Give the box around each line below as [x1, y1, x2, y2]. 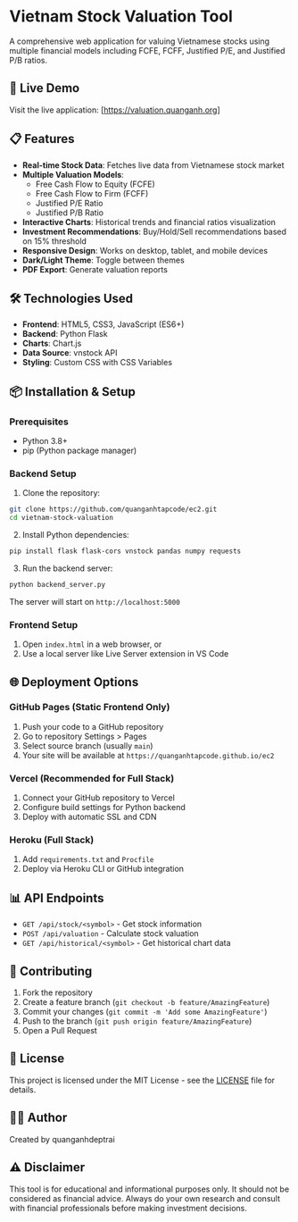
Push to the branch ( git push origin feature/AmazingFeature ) [21, 1016, 252, 1026]
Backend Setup [9, 467, 78, 480]
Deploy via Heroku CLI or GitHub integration [21, 864, 185, 875]
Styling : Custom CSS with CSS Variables [21, 357, 172, 368]
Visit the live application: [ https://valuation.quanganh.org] [9, 105, 220, 115]
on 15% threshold [21, 235, 87, 247]
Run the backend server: [21, 563, 113, 573]
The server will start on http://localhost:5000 [9, 596, 180, 607]
